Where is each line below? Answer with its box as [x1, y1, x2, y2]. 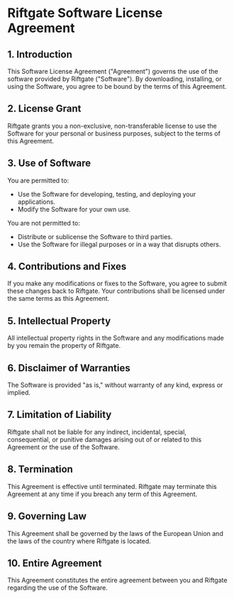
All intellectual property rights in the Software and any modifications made [7, 334, 225, 342]
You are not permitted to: [7, 219, 80, 227]
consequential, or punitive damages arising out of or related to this [7, 435, 202, 444]
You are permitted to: [7, 176, 69, 185]
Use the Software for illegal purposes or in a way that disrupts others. [17, 240, 221, 248]
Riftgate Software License [7, 5, 163, 21]
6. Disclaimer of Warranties [7, 362, 130, 374]
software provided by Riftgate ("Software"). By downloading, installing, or [7, 75, 222, 83]
